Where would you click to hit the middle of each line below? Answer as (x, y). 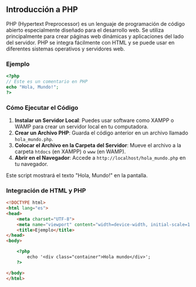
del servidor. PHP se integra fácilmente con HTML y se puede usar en (90, 42)
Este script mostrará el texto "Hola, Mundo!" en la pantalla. (77, 175)
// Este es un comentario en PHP (47, 82)
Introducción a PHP (42, 10)
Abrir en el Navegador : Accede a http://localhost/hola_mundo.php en (100, 157)
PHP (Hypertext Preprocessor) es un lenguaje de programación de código (95, 23)
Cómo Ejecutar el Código (42, 107)
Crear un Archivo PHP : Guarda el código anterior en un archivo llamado (102, 133)
